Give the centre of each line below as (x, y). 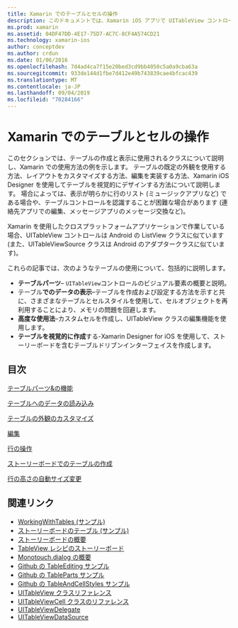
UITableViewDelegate (49, 609)
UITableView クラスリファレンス (64, 593)
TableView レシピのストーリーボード (71, 548)
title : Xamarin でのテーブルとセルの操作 (63, 14)
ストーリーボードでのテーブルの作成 (60, 463)
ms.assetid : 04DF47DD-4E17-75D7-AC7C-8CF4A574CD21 (84, 34)
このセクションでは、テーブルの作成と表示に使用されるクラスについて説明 (116, 158)
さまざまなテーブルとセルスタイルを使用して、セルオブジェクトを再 (129, 301)
